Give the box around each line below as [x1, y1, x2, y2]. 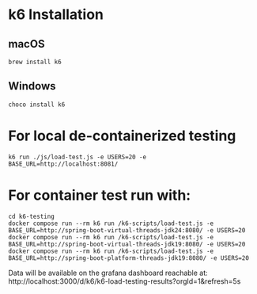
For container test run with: [8, 186, 191, 204]
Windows [8, 79, 56, 93]
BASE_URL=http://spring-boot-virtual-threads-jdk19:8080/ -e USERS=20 [8, 240, 246, 248]
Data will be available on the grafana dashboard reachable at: [8, 268, 208, 277]
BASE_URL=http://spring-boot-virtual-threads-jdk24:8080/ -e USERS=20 [8, 226, 246, 235]
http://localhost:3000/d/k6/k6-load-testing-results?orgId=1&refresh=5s [8, 276, 241, 286]
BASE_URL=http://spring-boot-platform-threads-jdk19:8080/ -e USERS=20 [8, 254, 249, 262]
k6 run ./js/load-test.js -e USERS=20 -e [8, 153, 147, 161]
